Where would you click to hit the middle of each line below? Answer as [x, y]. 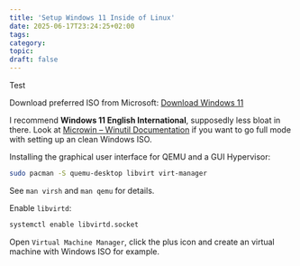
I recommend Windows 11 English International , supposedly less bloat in [145, 120]
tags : [19, 34]
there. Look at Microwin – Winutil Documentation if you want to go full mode [150, 130]
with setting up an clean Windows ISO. [81, 139]
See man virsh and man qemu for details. [82, 190]
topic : [22, 51]
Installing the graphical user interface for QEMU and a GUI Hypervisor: [140, 157]
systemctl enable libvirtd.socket [74, 225]
